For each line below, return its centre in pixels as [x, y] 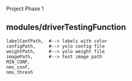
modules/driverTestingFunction [66, 27]
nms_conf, [18, 67]
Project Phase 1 [25, 9]
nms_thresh [20, 72]
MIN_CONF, [18, 62]
